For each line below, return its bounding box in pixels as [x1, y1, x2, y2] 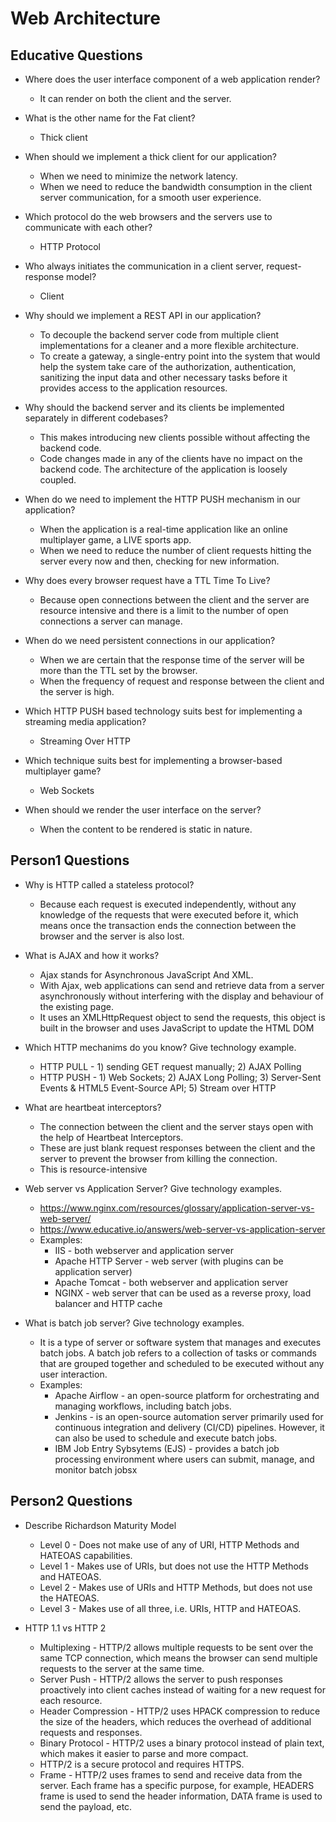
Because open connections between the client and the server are [39, 594, 310, 606]
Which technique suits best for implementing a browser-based [24, 755, 283, 766]
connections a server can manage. [39, 615, 183, 627]
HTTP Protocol [39, 241, 101, 252]
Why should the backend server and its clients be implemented [24, 402, 285, 413]
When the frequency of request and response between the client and [39, 675, 325, 687]
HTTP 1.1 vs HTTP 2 [24, 1622, 107, 1634]
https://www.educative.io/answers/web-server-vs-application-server [39, 1223, 326, 1235]
